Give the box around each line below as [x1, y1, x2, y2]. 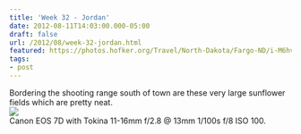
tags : [9, 54, 30, 63]
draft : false [9, 29, 58, 38]
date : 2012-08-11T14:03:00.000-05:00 [9, 21, 150, 30]
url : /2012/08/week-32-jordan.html [9, 38, 142, 47]
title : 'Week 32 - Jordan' [9, 13, 110, 22]
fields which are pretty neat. [9, 96, 114, 107]
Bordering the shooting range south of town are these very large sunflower [9, 87, 286, 98]
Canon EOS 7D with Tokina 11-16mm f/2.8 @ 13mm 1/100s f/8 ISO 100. [9, 115, 266, 126]
